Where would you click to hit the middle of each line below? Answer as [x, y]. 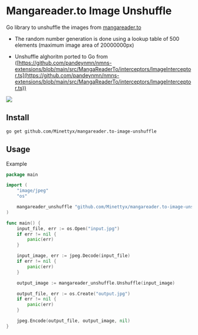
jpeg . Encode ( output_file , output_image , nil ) [74, 321]
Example [17, 163]
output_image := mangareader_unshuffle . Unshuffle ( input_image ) [96, 283]
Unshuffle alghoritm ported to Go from [61, 56]
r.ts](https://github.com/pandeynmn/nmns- [67, 75]
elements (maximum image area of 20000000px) [74, 45]
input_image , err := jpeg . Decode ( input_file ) [74, 256]
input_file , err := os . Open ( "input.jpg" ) [68, 228]
